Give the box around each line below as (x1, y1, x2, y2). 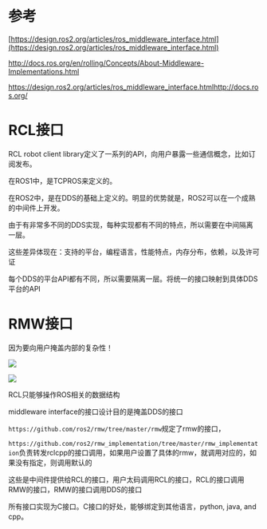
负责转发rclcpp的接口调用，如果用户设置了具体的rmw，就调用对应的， (18, 447, 250, 457)
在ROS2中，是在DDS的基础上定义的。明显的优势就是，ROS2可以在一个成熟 (8, 193, 256, 202)
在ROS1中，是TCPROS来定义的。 (8, 176, 117, 185)
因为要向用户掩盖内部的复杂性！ (8, 343, 113, 352)
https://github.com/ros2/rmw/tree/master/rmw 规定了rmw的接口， (8, 424, 226, 433)
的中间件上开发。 (8, 203, 65, 213)
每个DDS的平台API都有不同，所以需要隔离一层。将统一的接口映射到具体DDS (8, 273, 258, 284)
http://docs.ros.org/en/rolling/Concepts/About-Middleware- (8, 58, 205, 68)
